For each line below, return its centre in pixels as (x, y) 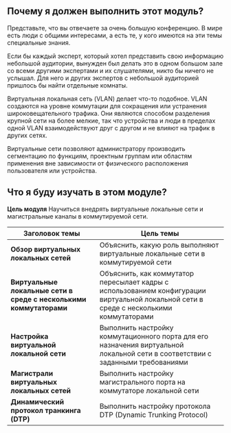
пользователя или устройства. (52, 170)
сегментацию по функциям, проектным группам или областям (100, 156)
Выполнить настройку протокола (155, 406)
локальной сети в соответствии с (155, 353)
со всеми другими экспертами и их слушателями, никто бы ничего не (111, 70)
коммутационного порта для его (154, 336)
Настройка (30, 336)
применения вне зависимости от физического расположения (98, 163)
